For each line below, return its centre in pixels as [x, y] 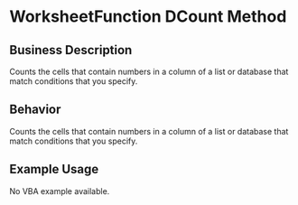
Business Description [71, 50]
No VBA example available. [60, 191]
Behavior [35, 110]
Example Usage [54, 169]
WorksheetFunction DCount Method [148, 17]
